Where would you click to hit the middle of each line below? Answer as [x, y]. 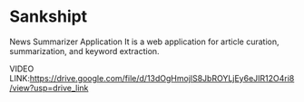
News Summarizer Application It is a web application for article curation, [144, 42]
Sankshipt [49, 17]
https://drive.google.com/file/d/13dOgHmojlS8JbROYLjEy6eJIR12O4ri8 [162, 78]
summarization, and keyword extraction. [85, 51]
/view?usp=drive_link [49, 88]
